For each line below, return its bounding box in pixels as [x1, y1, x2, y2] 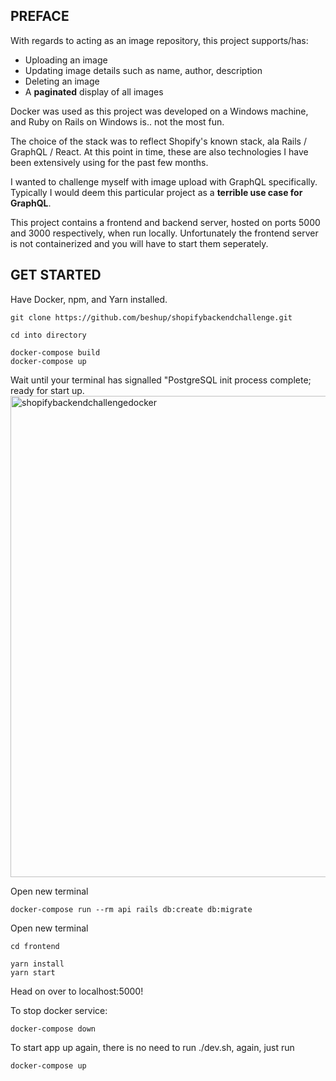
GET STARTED [10, 267, 102, 284]
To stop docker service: [10, 1004, 108, 1016]
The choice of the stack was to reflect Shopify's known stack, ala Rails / [10, 135, 307, 147]
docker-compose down [10, 1024, 97, 1034]
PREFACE [10, 8, 70, 25]
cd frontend [10, 941, 60, 951]
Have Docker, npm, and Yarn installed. [10, 293, 168, 305]
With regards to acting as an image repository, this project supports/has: [10, 34, 309, 46]
